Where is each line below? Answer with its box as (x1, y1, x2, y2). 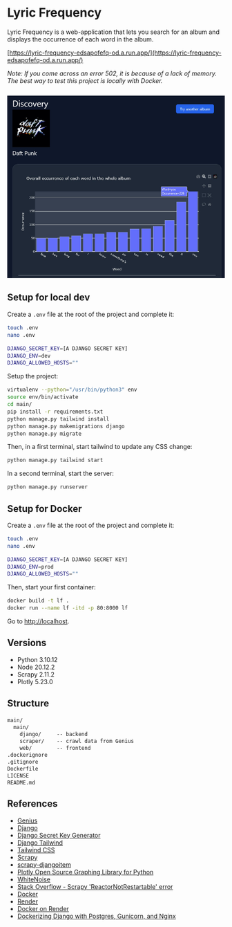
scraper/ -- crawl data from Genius (19, 737, 135, 744)
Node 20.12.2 (17, 663, 55, 671)
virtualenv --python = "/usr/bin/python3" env (7, 386, 137, 394)
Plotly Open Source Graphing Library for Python (17, 868, 154, 876)
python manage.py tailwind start (7, 457, 104, 464)
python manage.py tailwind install (7, 415, 110, 423)
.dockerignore (7, 751, 48, 758)
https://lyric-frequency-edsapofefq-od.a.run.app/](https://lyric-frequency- (9, 48, 222, 57)
